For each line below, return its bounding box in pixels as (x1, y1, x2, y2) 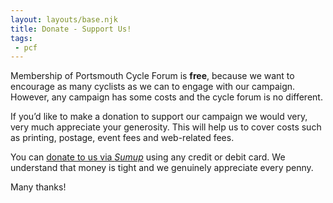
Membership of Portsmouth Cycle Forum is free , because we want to (10, 70, 295, 82)
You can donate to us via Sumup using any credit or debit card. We (10, 151, 286, 163)
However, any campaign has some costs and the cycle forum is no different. (10, 91, 323, 103)
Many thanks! (10, 181, 67, 193)
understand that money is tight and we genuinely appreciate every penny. (10, 162, 314, 174)
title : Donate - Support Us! (10, 24, 132, 34)
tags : (10, 33, 33, 43)
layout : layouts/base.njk (10, 14, 118, 25)
